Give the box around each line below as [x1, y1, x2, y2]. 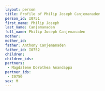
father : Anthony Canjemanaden [5, 43, 66, 48]
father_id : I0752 [5, 47, 40, 52]
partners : [5, 61, 25, 65]
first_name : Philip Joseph [5, 20, 60, 26]
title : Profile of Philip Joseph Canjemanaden [5, 12, 101, 16]
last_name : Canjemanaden [5, 25, 55, 30]
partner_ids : [5, 70, 31, 75]
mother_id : [5, 39, 27, 43]
